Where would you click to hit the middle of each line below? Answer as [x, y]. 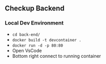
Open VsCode [27, 50]
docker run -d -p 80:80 [38, 46]
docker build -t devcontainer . [47, 40]
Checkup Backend [35, 8]
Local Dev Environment [34, 23]
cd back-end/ [26, 35]
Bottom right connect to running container [57, 56]
